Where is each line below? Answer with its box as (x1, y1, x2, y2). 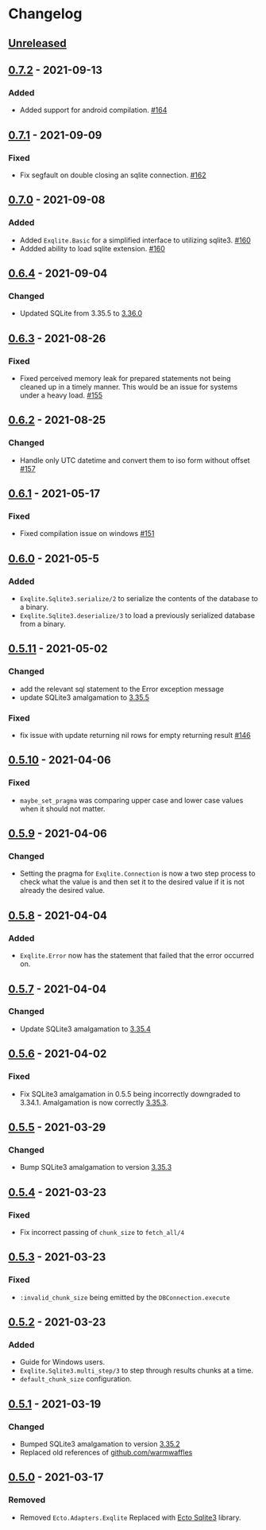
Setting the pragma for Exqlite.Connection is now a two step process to (19, 868, 256, 879)
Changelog (8, 5, 83, 23)
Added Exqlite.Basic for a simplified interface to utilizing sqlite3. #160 (19, 235, 252, 245)
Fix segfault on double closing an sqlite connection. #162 (19, 170, 206, 180)
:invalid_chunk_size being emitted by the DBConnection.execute (19, 1292, 230, 1302)
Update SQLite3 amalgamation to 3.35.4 (19, 1023, 151, 1034)
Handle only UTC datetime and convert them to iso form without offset (19, 455, 250, 465)
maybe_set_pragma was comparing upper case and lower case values (19, 795, 244, 805)
